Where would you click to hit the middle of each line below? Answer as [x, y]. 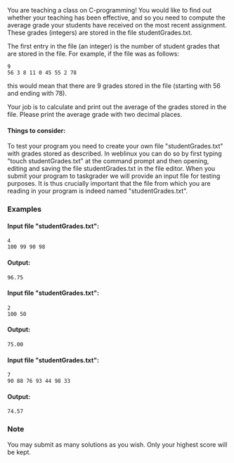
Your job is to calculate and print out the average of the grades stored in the [117, 107]
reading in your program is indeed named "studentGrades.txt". [98, 191]
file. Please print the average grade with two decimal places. [95, 114]
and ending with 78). [37, 93]
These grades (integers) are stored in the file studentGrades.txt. [100, 32]
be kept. [19, 452]
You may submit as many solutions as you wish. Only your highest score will [117, 444]
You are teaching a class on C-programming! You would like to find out [110, 10]
